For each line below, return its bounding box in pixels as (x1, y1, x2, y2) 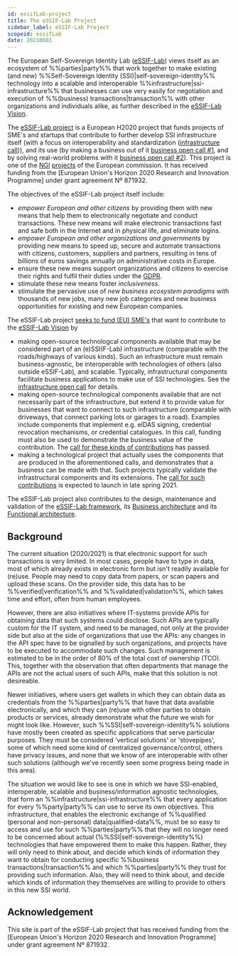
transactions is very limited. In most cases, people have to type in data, (7, 557, 215, 565)
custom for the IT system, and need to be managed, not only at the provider (7, 624, 229, 632)
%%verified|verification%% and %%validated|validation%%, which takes (7, 587, 224, 595)
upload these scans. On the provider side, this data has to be (7, 579, 186, 588)
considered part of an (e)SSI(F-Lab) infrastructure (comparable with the (17, 345, 229, 353)
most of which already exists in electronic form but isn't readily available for (7, 564, 229, 573)
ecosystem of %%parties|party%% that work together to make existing (7, 64, 217, 73)
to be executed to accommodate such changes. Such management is (7, 646, 210, 655)
